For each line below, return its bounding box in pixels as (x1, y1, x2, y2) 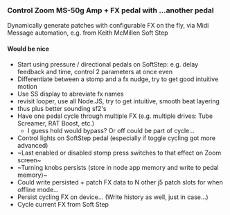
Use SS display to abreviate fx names (17, 89, 124, 98)
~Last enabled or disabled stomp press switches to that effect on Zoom (17, 148, 222, 157)
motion (17, 82, 38, 90)
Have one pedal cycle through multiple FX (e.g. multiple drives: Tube (17, 112, 213, 120)
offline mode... (17, 185, 59, 193)
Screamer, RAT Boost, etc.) (17, 119, 95, 127)
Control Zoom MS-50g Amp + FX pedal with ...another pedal (7, 6, 215, 15)
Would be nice (7, 44, 50, 53)
